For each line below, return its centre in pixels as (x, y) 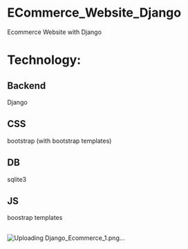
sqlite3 (17, 179)
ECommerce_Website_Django (94, 13)
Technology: (44, 60)
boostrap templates (35, 218)
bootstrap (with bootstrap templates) (59, 141)
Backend (27, 86)
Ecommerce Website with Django (55, 32)
